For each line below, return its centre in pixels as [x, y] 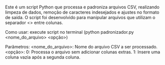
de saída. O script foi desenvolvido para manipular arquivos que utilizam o [80, 17]
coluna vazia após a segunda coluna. [43, 57]
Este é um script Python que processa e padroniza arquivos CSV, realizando [82, 7]
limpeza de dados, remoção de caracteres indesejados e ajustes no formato [82, 12]
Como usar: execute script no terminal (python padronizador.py [69, 32]
